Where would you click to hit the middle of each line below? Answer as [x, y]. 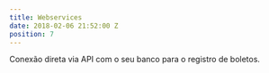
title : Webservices [46, 17]
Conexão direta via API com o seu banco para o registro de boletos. [135, 60]
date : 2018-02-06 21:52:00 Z [64, 26]
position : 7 [31, 34]
